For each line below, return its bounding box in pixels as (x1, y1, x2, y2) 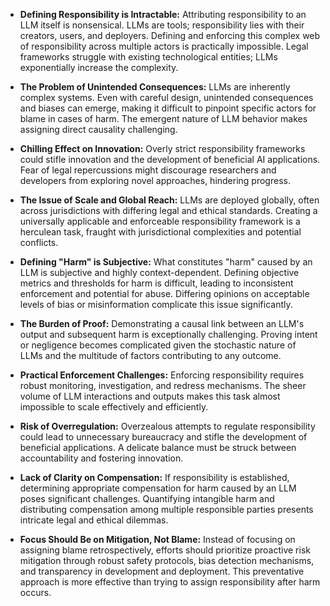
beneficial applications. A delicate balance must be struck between (19, 442, 297, 453)
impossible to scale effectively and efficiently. (19, 401, 209, 413)
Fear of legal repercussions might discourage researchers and (19, 164, 277, 176)
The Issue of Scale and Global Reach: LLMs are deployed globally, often (19, 194, 320, 206)
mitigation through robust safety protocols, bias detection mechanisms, (19, 555, 315, 566)
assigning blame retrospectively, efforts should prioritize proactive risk (19, 544, 311, 556)
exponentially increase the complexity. (19, 62, 179, 73)
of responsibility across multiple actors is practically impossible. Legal (19, 40, 309, 52)
